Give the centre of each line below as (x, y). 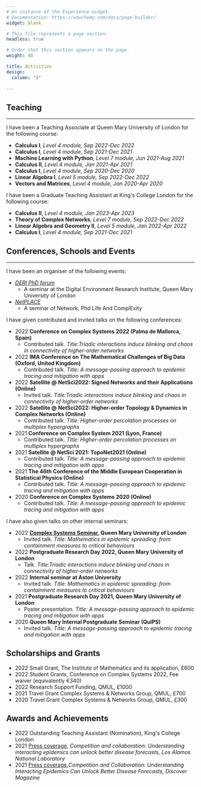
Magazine (27, 777)
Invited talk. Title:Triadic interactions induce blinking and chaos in (105, 395)
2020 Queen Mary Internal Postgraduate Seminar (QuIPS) (88, 622)
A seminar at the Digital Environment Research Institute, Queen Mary (108, 289)
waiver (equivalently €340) (48, 680)
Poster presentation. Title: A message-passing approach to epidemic (109, 609)
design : (16, 72)
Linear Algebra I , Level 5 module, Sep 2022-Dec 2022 (82, 177)
